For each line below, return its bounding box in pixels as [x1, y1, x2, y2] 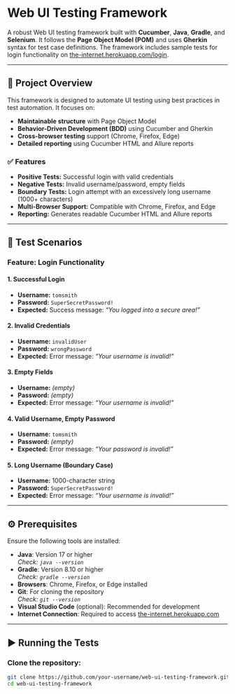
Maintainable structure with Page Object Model [17, 117, 157, 125]
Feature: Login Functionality [7, 258, 105, 268]
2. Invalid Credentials [7, 321, 71, 330]
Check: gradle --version [17, 573, 90, 581]
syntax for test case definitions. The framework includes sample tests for [7, 43, 218, 51]
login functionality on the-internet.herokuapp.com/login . [7, 50, 169, 59]
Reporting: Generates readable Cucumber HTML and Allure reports [17, 210, 213, 218]
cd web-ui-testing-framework [7, 680, 92, 687]
